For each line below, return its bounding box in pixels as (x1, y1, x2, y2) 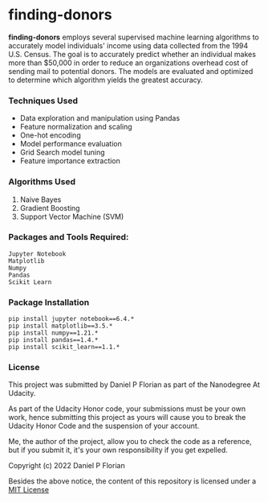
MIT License (8, 485, 50, 495)
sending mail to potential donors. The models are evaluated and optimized (8, 66, 254, 76)
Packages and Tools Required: (8, 232, 129, 243)
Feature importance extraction (19, 156, 120, 166)
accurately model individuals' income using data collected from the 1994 (8, 40, 249, 50)
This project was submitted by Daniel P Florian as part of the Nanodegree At (8, 380, 261, 389)
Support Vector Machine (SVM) (19, 212, 124, 221)
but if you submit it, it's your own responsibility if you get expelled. (8, 445, 228, 455)
